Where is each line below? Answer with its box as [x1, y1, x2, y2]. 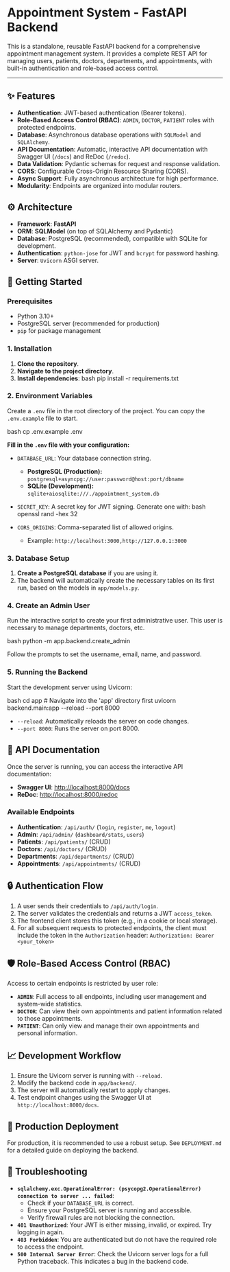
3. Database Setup [7, 553, 70, 563]
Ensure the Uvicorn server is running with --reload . [16, 1072, 162, 1080]
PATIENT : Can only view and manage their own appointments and [16, 1021, 200, 1030]
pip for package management [16, 327, 101, 335]
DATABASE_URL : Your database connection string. [16, 454, 152, 462]
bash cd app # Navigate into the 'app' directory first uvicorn [7, 696, 177, 704]
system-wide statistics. [16, 1000, 83, 1008]
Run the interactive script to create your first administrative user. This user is [7, 616, 223, 625]
